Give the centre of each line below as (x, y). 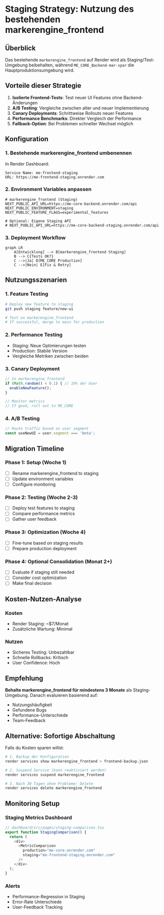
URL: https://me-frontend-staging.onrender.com (55, 177)
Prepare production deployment (44, 548)
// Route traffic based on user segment (47, 429)
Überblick (20, 48)
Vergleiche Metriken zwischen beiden (50, 356)
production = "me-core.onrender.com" (59, 851)
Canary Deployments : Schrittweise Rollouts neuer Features (73, 113)
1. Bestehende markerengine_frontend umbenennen (68, 153)
